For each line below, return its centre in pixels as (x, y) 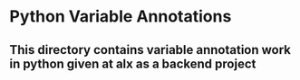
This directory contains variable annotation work (150, 50)
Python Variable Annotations (121, 17)
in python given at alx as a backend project (133, 63)
